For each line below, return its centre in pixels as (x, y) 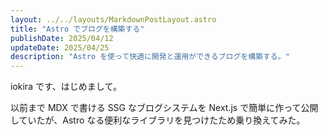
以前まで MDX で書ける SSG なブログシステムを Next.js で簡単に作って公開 (164, 108)
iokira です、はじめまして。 (66, 87)
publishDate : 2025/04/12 (62, 38)
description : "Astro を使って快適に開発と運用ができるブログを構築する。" (150, 57)
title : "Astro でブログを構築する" (77, 29)
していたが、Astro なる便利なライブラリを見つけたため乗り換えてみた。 (158, 120)
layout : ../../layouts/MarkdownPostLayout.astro (113, 19)
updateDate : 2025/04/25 (60, 47)
